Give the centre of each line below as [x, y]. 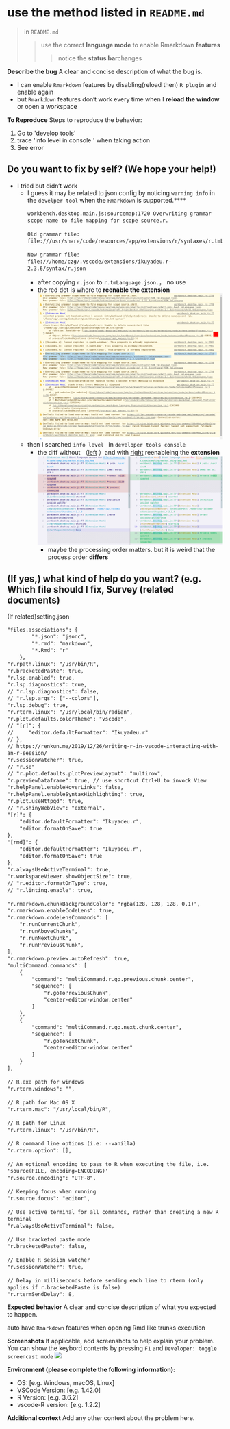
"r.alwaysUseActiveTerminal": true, [59, 870]
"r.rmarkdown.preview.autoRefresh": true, [68, 959]
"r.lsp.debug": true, [38, 706]
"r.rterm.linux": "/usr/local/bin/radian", [70, 712]
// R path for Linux [37, 1123]
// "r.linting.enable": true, [50, 891]
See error [30, 147]
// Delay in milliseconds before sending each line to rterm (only [105, 1281]
